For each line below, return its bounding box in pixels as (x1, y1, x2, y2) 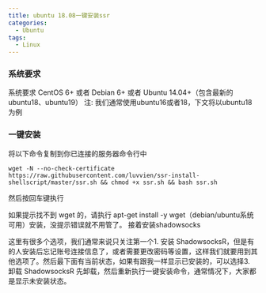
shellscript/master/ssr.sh (8, 178, 97, 186)
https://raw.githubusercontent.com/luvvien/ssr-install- (8, 171, 200, 179)
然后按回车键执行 (8, 193, 64, 202)
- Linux (15, 41, 41, 49)
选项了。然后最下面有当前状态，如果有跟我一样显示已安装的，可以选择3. (14, 256, 251, 265)
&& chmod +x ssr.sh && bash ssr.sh (100, 178, 218, 186)
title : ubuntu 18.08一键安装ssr (8, 11, 111, 20)
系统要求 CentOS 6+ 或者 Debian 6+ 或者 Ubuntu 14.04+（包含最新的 (8, 88, 234, 97)
